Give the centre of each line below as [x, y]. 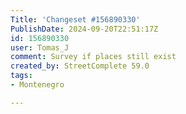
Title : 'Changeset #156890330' [75, 19]
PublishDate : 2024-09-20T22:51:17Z [84, 29]
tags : [21, 76]
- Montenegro [37, 85]
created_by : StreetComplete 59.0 [80, 66]
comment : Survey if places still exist [93, 57]
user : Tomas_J [40, 47]
